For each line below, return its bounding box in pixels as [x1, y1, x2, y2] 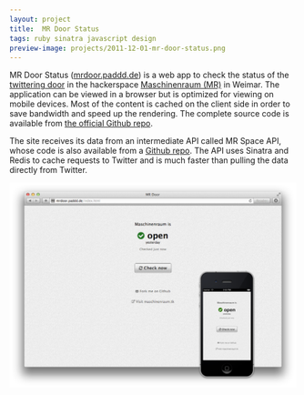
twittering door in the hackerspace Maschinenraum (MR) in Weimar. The [9, 79, 280, 90]
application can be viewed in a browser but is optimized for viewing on [9, 89, 275, 100]
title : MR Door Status [9, 24, 100, 34]
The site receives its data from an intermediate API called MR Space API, [9, 136, 282, 147]
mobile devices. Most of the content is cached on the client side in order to [9, 98, 291, 109]
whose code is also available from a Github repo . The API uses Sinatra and [9, 146, 289, 157]
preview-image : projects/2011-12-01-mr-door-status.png [9, 44, 226, 53]
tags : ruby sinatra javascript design [9, 34, 157, 43]
